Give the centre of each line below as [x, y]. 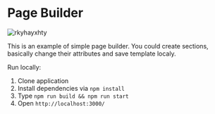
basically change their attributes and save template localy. [92, 53]
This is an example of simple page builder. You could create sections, [108, 46]
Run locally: [24, 67]
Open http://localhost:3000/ [61, 103]
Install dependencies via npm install [71, 88]
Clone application [43, 81]
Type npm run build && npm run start [73, 96]
